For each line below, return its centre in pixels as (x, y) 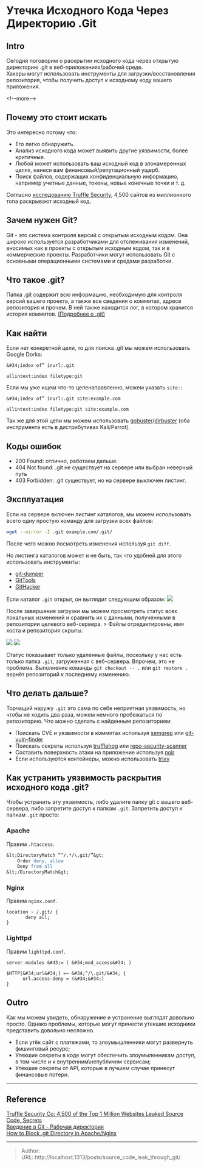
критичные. (30, 157)
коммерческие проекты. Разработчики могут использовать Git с (91, 254)
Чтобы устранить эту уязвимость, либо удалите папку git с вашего (93, 802)
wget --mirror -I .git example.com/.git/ (59, 532)
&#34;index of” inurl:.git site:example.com (63, 399)
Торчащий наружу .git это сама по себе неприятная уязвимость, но (96, 708)
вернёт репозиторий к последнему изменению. (68, 674)
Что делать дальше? (47, 693)
